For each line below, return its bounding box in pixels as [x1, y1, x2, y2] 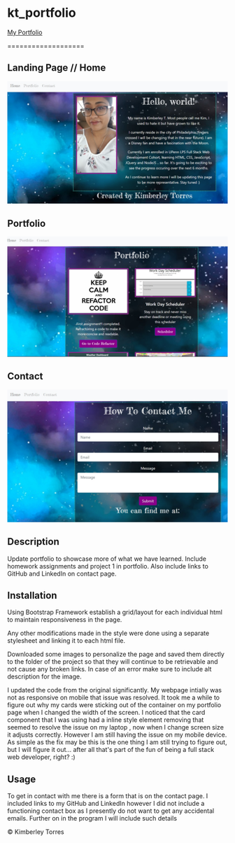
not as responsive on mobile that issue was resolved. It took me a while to [7, 693, 220, 702]
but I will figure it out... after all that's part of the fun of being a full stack [7, 746, 215, 754]
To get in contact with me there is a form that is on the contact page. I [7, 792, 208, 800]
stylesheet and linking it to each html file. [7, 636, 126, 645]
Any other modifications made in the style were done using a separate [7, 629, 210, 638]
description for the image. [7, 672, 82, 681]
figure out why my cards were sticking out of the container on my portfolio [7, 701, 222, 709]
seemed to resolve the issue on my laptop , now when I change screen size [7, 723, 224, 732]
